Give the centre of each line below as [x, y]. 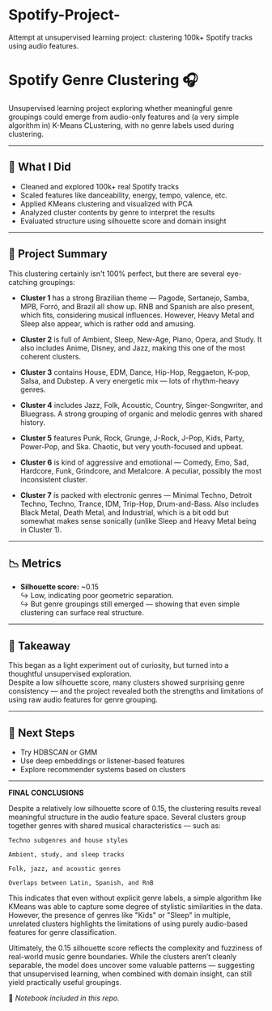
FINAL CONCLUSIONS [46, 792]
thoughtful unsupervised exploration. [70, 674]
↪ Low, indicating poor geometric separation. [97, 596]
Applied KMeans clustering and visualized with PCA [106, 203]
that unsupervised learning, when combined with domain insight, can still [130, 974]
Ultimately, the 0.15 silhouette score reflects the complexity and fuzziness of [136, 948]
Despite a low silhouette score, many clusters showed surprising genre [127, 682]
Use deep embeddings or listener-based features [102, 760]
